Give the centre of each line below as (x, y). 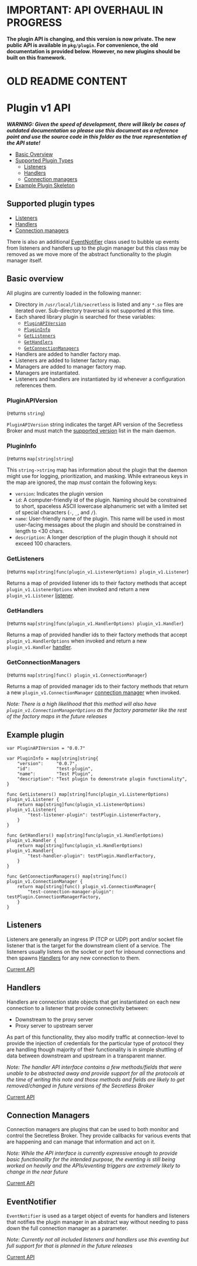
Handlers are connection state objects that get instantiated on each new (94, 1002)
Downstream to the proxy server (54, 1019)
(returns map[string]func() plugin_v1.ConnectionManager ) (77, 675)
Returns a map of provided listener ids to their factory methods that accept (97, 583)
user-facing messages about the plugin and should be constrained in (98, 525)
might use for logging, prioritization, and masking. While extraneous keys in (98, 476)
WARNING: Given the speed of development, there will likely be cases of (96, 124)
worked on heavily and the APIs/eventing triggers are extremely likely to (94, 1166)
